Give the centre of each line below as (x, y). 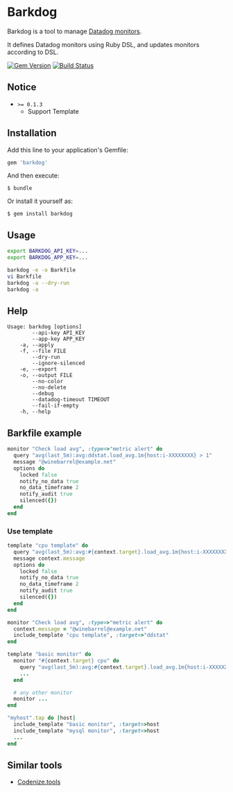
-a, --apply (37, 345)
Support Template (53, 111)
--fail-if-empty (55, 406)
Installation (32, 133)
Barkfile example (44, 433)
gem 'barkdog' (28, 162)
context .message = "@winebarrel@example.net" (80, 629)
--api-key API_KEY (59, 333)
